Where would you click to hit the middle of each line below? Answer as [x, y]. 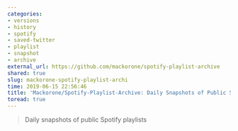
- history [22, 27]
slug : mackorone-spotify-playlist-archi [68, 80]
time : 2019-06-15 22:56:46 [47, 86]
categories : [25, 14]
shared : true [27, 73]
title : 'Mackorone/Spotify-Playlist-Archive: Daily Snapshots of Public [117, 93]
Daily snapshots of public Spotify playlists [86, 120]
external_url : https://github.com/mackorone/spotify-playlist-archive [114, 67]
